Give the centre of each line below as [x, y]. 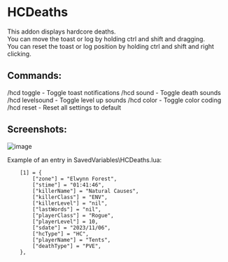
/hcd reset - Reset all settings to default [64, 107]
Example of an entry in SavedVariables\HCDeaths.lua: [85, 160]
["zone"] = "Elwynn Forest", [75, 179]
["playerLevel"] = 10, [65, 221]
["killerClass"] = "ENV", [70, 197]
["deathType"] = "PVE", [67, 246]
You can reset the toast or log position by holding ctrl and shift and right [111, 46]
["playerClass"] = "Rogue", [73, 215]
